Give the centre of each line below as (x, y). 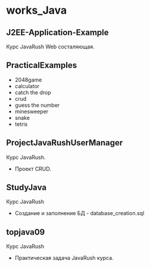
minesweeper (32, 111)
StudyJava (26, 187)
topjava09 (26, 232)
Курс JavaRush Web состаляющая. (50, 46)
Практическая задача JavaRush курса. (64, 258)
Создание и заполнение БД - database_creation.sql (79, 213)
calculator (27, 86)
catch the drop (33, 92)
